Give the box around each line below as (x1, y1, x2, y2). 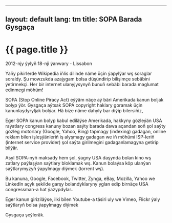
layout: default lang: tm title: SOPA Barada (5, 15, 142, 24)
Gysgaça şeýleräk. (5, 212, 45, 218)
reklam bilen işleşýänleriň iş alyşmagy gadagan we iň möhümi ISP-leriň (5, 134, 155, 140)
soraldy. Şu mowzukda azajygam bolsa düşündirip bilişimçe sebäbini (5, 76, 150, 82)
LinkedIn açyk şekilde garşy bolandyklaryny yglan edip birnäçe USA (5, 181, 148, 187)
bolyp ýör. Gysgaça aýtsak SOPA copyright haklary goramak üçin (5, 102, 143, 108)
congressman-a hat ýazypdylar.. (5, 187, 74, 193)
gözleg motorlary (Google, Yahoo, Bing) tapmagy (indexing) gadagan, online (5, 129, 166, 135)
